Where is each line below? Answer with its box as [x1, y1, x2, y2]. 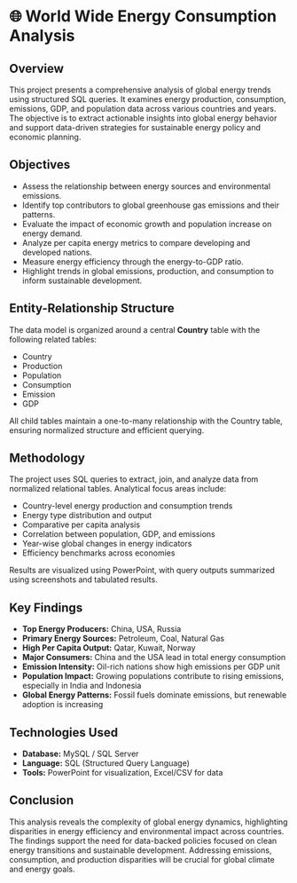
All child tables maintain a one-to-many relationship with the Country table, [9, 415, 284, 426]
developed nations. [21, 247, 93, 257]
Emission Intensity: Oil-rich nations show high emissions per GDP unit [21, 661, 281, 672]
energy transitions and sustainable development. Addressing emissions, [9, 845, 272, 855]
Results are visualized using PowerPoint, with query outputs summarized [9, 565, 275, 576]
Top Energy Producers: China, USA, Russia [21, 624, 182, 635]
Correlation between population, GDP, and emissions [21, 529, 215, 540]
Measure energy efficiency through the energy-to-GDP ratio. [21, 256, 244, 267]
